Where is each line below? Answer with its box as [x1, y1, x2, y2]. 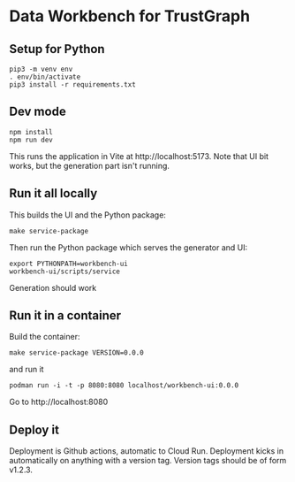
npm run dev [9, 135, 53, 144]
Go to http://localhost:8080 [9, 396, 109, 408]
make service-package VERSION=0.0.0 [9, 348, 144, 357]
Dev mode [9, 104, 66, 119]
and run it [9, 364, 44, 375]
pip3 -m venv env [9, 65, 73, 73]
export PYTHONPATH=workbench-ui [9, 259, 128, 268]
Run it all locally [9, 186, 98, 201]
